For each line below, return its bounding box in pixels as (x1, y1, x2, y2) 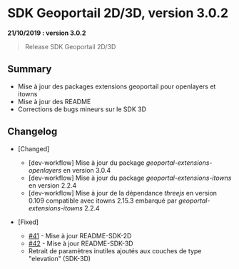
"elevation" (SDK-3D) (28, 254, 91, 263)
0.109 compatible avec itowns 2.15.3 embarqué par (28, 196, 177, 205)
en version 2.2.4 (28, 181, 77, 190)
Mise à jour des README (17, 97, 91, 106)
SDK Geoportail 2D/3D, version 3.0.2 (7, 5, 229, 21)
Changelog (7, 126, 58, 138)
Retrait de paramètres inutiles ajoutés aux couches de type (28, 246, 202, 255)
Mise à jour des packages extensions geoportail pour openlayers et (17, 82, 216, 91)
